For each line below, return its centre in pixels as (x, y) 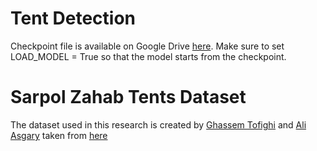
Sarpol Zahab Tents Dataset (128, 97)
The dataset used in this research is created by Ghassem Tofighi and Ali (158, 124)
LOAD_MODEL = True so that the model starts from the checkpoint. (148, 56)
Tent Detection (73, 18)
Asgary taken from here (59, 135)
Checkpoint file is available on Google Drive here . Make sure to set (147, 46)
